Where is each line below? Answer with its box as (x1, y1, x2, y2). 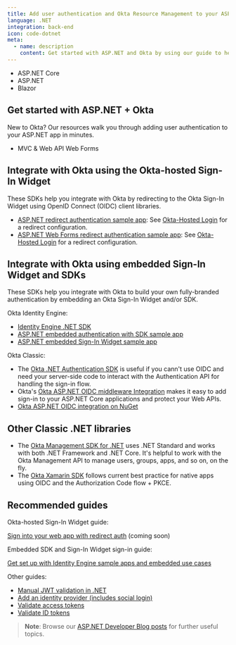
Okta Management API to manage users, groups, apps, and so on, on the (17, 456, 228, 465)
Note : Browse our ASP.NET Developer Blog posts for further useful (24, 622, 218, 630)
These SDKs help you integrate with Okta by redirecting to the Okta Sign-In (7, 194, 225, 203)
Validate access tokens (17, 601, 85, 609)
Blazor (17, 84, 37, 92)
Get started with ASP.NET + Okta (7, 104, 155, 116)
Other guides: (7, 572, 47, 581)
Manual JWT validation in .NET (17, 586, 107, 594)
